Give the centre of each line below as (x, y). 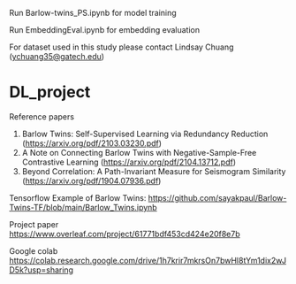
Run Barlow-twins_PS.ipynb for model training (93, 13)
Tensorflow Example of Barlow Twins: (78, 197)
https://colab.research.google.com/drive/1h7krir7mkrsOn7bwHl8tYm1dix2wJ (148, 260)
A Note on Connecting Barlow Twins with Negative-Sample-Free (139, 152)
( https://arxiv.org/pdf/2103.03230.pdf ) (91, 143)
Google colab (34, 250)
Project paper (34, 224)
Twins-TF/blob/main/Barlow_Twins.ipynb (83, 207)
